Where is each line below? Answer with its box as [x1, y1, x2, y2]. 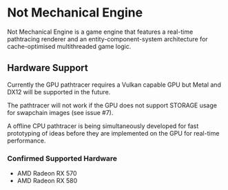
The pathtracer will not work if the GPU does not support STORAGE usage [7, 101, 217, 109]
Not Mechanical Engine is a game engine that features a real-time [7, 28, 194, 36]
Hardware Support [7, 62, 88, 74]
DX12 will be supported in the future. [7, 87, 111, 96]
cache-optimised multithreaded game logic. [7, 42, 132, 50]
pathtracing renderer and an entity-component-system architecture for [7, 34, 208, 43]
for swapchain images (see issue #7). [7, 108, 114, 116]
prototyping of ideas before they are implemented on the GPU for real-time [7, 129, 220, 137]
